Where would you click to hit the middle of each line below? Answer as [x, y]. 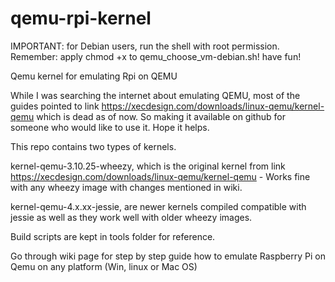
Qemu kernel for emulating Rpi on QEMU [94, 76]
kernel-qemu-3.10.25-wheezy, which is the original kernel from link [148, 166]
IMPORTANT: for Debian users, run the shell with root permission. [145, 46]
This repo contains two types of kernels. [93, 146]
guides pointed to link [55, 106]
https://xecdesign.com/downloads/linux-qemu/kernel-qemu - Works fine [160, 176]
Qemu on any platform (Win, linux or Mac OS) [104, 266]
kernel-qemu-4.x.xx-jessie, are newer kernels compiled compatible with [158, 206]
